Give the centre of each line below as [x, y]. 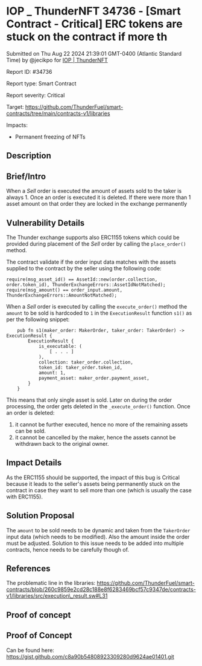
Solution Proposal [40, 516]
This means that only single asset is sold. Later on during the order [89, 400]
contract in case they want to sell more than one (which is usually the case [99, 490]
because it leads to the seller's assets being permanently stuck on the [93, 484]
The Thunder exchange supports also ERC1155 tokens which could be [93, 237]
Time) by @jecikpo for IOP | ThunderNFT [57, 60]
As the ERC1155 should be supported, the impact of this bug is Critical [93, 477]
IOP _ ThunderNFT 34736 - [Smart [93, 11]
